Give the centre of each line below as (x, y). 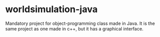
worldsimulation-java (51, 9)
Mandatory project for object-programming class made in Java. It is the (80, 23)
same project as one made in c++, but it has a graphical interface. (74, 28)
